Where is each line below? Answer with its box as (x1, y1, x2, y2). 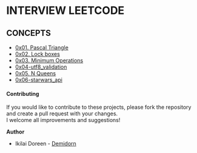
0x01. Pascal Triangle (15, 44, 68, 51)
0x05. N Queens (15, 70, 56, 76)
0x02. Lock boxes (15, 50, 61, 58)
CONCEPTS (6, 28, 52, 38)
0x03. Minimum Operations (15, 57, 84, 64)
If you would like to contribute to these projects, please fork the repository (6, 104, 192, 111)
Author (6, 128, 25, 135)
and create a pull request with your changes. (6, 110, 118, 117)
